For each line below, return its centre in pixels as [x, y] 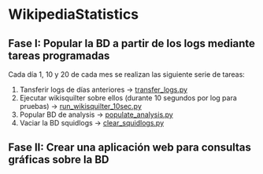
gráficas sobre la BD [59, 159]
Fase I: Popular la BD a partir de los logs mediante [132, 43]
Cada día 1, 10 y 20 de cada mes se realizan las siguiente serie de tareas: [127, 74]
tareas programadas [59, 55]
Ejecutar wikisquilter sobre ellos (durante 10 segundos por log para [128, 98]
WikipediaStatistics [74, 14]
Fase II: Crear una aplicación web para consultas [130, 148]
